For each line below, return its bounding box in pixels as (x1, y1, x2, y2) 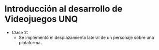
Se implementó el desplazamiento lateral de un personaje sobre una (18, 35, 154, 40)
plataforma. (18, 39, 42, 45)
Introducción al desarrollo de (4, 3, 123, 14)
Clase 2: (11, 29, 29, 35)
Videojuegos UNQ (4, 13, 78, 25)
